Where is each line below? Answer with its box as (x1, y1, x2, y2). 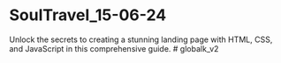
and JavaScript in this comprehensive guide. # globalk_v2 (9, 43, 219, 53)
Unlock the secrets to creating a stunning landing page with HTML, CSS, (9, 34, 273, 45)
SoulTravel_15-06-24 (9, 5, 167, 25)
